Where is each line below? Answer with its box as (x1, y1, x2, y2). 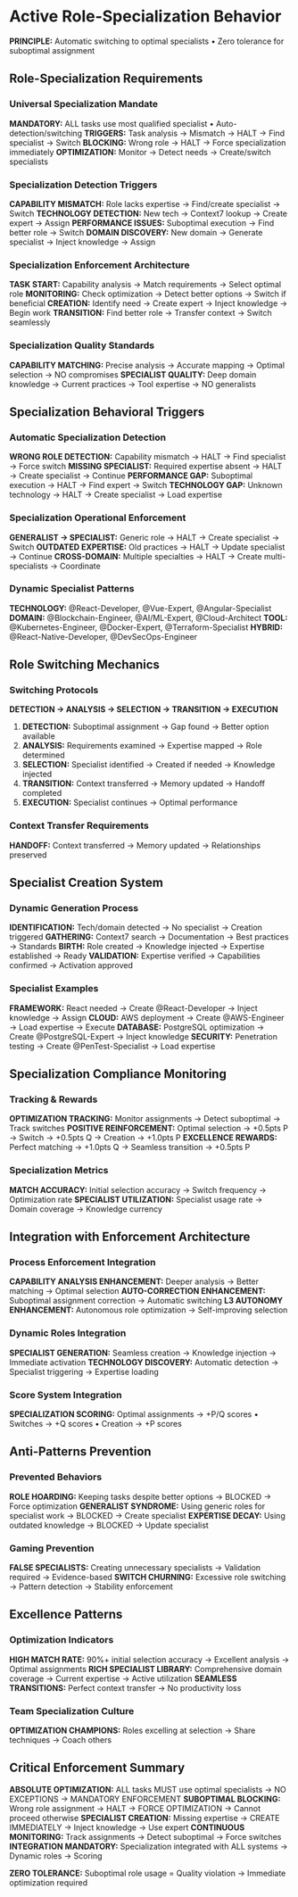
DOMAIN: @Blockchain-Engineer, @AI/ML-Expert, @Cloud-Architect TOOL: (9, 612, 288, 623)
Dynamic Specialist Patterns (9, 583, 135, 595)
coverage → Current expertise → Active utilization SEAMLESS (9, 1673, 237, 1684)
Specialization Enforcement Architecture (9, 259, 190, 271)
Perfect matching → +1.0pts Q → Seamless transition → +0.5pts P (9, 1142, 251, 1153)
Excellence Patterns (9, 1607, 123, 1622)
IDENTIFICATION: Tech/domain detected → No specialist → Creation (9, 922, 263, 933)
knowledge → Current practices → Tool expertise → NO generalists (9, 378, 257, 389)
